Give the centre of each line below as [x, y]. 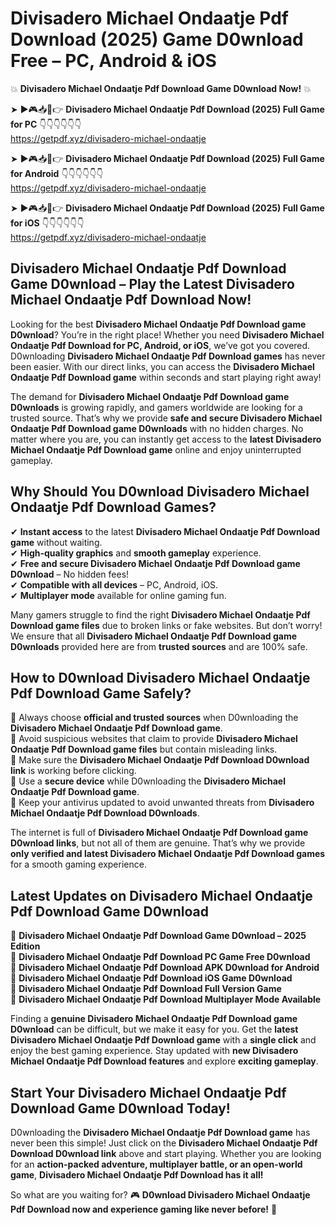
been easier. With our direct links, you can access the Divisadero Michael [162, 366]
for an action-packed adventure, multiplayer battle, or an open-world [156, 1164]
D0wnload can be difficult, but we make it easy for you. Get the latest [154, 1029]
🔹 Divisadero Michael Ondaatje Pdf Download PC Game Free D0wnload [160, 957]
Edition [25, 946]
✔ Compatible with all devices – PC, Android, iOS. [114, 584]
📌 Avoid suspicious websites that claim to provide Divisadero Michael [154, 739]
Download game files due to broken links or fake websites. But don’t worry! [166, 625]
